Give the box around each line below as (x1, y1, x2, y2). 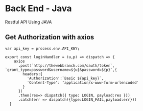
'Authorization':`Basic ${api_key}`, (26, 76, 104, 81)
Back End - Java (5, 3, 72, 14)
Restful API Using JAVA (5, 19, 52, 25)
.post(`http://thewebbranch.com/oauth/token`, (18, 63, 115, 68)
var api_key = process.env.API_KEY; (5, 46, 80, 51)
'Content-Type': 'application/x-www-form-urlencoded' (26, 80, 139, 85)
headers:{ (23, 72, 43, 76)
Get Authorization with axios (5, 33, 95, 41)
